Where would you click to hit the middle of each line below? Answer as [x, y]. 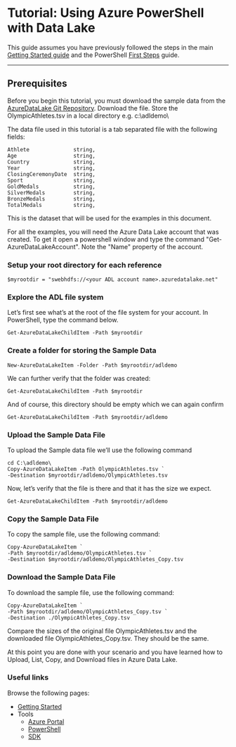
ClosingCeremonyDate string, [52, 174]
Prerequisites [37, 83]
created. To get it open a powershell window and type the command [106, 239]
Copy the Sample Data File [53, 519]
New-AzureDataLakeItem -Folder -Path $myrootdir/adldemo [92, 365]
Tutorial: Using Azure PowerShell [106, 13]
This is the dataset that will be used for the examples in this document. [110, 218]
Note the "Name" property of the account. [142, 246]
